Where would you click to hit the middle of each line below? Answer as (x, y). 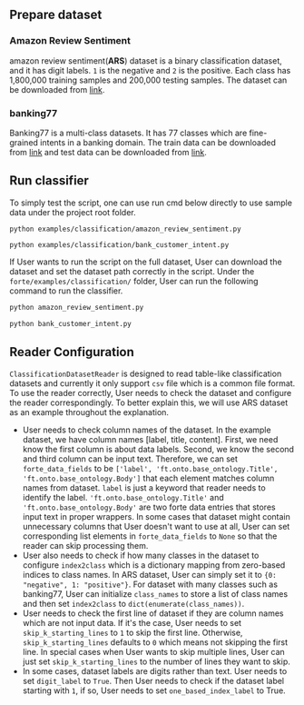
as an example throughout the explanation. (89, 412)
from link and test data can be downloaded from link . (108, 152)
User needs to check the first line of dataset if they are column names (153, 613)
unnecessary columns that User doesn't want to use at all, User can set (156, 527)
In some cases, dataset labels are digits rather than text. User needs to (155, 671)
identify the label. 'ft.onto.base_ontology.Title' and (123, 498)
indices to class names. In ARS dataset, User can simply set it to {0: (149, 575)
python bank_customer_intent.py (70, 323)
